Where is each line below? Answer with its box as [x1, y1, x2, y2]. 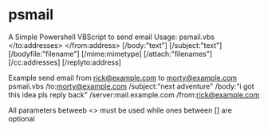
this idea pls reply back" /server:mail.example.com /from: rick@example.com [8, 89, 260, 99]
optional [8, 113, 35, 123]
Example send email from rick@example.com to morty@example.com [8, 73, 238, 82]
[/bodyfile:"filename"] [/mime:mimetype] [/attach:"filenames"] [8, 49, 213, 58]
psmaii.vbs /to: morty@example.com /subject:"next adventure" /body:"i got [8, 81, 254, 91]
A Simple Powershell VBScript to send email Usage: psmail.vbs [8, 32, 215, 42]
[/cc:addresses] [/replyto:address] [8, 58, 122, 67]
